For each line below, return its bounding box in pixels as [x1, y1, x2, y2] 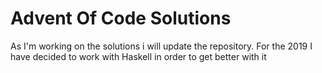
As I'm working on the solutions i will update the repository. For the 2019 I [10, 40, 313, 52]
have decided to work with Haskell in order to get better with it [10, 50, 267, 62]
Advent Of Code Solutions [10, 7, 232, 30]
